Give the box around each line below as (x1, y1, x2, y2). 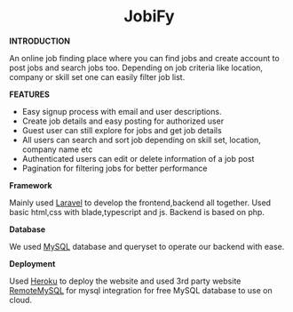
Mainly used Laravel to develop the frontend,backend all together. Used (9, 197, 272, 208)
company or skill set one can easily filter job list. (9, 71, 186, 82)
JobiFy (123, 6, 175, 27)
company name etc (21, 144, 93, 155)
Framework (9, 180, 52, 190)
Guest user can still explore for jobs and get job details (21, 124, 222, 135)
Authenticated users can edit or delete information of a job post (21, 153, 255, 164)
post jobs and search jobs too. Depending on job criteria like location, (9, 62, 264, 73)
